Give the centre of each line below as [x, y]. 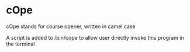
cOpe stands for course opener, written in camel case [71, 26]
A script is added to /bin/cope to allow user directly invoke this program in [95, 37]
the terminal [20, 44]
